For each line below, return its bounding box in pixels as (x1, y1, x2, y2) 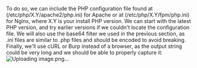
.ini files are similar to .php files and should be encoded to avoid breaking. (6, 37, 186, 43)
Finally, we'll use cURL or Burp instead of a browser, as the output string (6, 43, 182, 50)
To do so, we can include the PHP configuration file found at (6, 5, 153, 12)
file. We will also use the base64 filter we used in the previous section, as (6, 30, 185, 37)
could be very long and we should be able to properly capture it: (6, 49, 163, 56)
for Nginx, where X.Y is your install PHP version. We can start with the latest (6, 18, 191, 24)
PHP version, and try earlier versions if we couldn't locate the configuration (6, 24, 190, 31)
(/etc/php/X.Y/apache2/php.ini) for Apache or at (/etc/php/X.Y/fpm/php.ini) (6, 11, 190, 18)
